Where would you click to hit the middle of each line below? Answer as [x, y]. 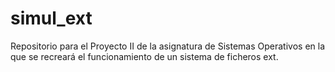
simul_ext [51, 18]
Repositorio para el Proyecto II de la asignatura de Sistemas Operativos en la [168, 46]
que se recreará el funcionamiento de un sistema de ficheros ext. [144, 56]
